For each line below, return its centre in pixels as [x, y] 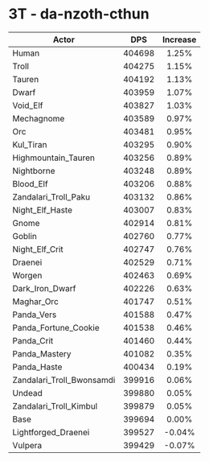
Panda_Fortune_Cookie [56, 327]
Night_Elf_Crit [38, 249]
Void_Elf [28, 105]
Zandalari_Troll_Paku [51, 196]
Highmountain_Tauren [53, 158]
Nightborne [34, 171]
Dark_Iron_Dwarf [44, 288]
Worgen [27, 275]
